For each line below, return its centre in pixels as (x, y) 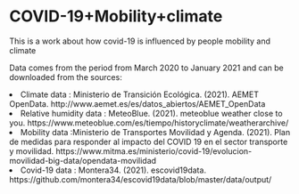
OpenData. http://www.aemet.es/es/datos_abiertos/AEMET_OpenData (137, 103)
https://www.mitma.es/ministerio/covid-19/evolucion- (154, 151)
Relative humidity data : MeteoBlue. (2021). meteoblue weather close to (152, 113)
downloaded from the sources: (66, 77)
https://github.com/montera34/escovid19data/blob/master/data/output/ (141, 179)
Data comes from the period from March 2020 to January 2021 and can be (146, 68)
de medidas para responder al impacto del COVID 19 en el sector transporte (149, 141)
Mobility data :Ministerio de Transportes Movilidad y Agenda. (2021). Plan (156, 132)
